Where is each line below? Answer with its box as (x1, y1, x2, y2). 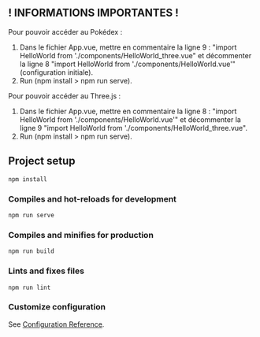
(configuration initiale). (19, 67, 93, 77)
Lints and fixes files (8, 265, 85, 276)
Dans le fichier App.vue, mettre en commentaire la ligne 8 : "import (19, 106, 237, 116)
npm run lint (8, 283, 51, 291)
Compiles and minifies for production (8, 229, 154, 240)
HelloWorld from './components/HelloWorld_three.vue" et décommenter (19, 50, 252, 60)
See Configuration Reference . (8, 319, 105, 329)
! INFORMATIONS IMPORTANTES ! (8, 6, 179, 20)
